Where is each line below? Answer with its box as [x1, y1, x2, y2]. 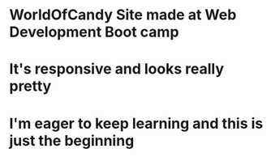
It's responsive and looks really [9, 60, 225, 78]
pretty [9, 77, 52, 95]
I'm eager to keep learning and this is [9, 114, 264, 133]
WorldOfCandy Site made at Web [9, 6, 237, 24]
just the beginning [9, 131, 135, 150]
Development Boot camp [9, 23, 179, 41]
